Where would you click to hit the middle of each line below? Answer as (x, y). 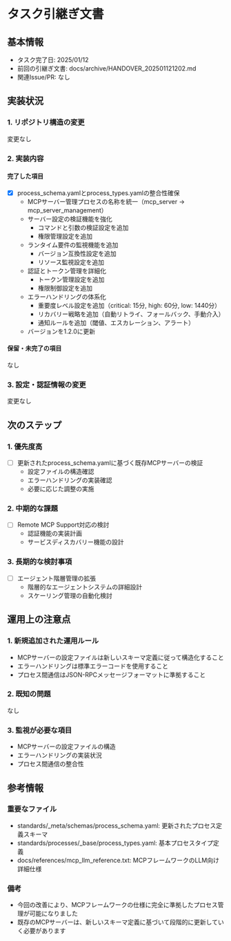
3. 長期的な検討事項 (40, 562)
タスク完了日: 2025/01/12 (53, 60)
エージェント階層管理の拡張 (57, 578)
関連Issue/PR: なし (43, 77)
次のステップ (34, 425)
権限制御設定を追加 (65, 288)
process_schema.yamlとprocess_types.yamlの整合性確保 (98, 193)
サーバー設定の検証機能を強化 (70, 219)
